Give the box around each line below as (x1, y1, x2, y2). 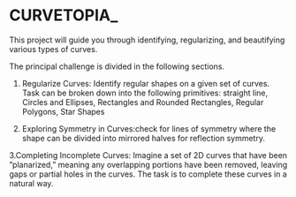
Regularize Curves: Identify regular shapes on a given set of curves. (21, 78, 270, 88)
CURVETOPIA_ (9, 5, 118, 26)
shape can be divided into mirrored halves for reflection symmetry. (21, 133, 265, 143)
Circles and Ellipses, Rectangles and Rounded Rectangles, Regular (21, 96, 264, 107)
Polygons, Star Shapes (21, 106, 105, 117)
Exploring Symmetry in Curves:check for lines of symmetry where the (21, 123, 277, 133)
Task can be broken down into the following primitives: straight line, (21, 87, 269, 98)
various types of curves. (9, 43, 98, 54)
